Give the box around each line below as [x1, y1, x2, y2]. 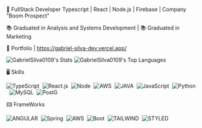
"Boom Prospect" [6, 12, 50, 19]
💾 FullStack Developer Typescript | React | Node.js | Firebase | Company [6, 6, 187, 13]
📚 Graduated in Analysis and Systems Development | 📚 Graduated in [6, 24, 180, 31]
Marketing [6, 33, 32, 40]
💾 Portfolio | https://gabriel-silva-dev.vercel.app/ [6, 45, 127, 51]
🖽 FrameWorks [6, 101, 45, 108]
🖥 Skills [6, 68, 25, 75]
